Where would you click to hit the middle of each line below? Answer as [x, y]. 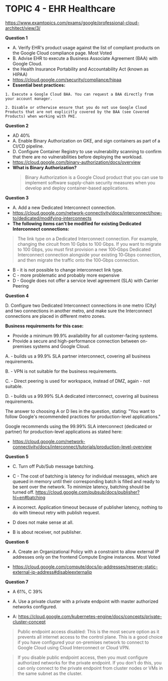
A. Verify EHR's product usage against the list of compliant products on [86, 47]
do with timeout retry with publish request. [56, 512]
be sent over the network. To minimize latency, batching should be [81, 487]
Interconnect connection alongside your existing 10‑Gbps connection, [89, 254]
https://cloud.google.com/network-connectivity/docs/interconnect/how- [87, 213]
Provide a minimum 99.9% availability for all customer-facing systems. [85, 335]
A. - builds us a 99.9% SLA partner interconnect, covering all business [78, 356]
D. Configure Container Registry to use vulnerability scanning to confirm [87, 151]
